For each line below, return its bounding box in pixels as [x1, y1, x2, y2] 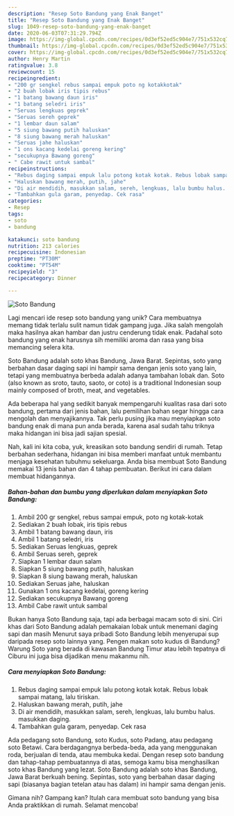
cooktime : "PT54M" [8, 262, 61, 269]
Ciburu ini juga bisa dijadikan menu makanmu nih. [8, 651, 150, 660]
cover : [8, 49, 27, 56]
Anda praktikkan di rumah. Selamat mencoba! [8, 801, 138, 809]
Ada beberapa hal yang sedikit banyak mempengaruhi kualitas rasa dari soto [8, 399, 227, 407]
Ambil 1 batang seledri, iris [17, 535, 94, 543]
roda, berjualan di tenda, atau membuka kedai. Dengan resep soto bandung [8, 750, 224, 758]
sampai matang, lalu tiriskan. [17, 692, 100, 701]
